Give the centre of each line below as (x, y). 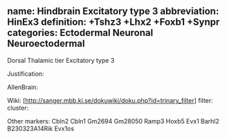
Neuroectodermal (46, 44)
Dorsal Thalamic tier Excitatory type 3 (61, 60)
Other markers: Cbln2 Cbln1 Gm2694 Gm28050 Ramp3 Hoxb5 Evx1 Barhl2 (113, 121)
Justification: (26, 73)
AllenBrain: (22, 87)
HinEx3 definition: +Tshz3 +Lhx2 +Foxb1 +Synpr (113, 22)
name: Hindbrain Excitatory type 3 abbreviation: (113, 11)
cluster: (18, 108)
